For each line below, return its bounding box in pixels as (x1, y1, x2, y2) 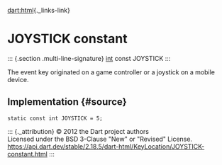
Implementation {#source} (7, 96, 128, 108)
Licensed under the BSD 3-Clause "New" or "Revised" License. (7, 135, 193, 143)
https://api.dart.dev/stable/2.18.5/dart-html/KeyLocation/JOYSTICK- (7, 142, 205, 151)
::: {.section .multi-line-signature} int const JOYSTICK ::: (7, 54, 171, 62)
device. (7, 75, 29, 84)
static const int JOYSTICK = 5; (7, 115, 103, 122)
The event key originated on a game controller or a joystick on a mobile (7, 67, 215, 76)
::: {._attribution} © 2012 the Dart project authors (7, 127, 149, 135)
